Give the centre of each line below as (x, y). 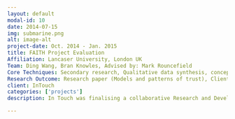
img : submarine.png (36, 33)
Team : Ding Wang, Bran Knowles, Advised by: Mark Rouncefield (100, 66)
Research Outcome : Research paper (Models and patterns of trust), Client (119, 79)
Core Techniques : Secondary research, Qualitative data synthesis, (108, 72)
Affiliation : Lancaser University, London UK (74, 59)
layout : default (31, 14)
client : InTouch (31, 85)
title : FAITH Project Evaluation (56, 53)
